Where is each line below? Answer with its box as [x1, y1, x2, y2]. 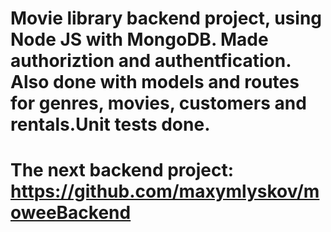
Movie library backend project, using [10, 7, 323, 30]
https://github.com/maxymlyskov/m [10, 180, 320, 203]
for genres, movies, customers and [10, 92, 307, 115]
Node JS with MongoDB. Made [10, 28, 269, 51]
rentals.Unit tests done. [10, 113, 211, 136]
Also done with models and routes [10, 71, 300, 94]
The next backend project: [10, 159, 235, 182]
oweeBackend [10, 202, 132, 224]
